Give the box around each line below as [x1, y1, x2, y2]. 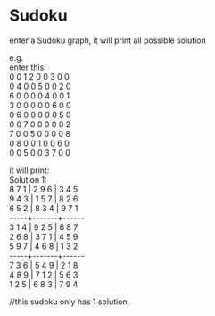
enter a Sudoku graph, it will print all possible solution [9, 35, 207, 46]
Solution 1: [9, 174, 47, 184]
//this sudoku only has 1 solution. [9, 296, 130, 307]
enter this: [9, 62, 46, 73]
